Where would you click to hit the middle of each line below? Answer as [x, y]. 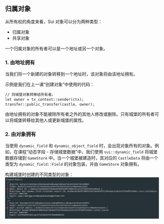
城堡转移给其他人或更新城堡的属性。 [50, 120]
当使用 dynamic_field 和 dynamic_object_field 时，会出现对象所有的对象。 [80, 146]
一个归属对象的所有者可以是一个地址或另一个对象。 [56, 49]
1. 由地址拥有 [20, 62]
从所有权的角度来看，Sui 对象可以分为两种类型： [54, 22]
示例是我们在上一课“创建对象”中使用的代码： [50, 84]
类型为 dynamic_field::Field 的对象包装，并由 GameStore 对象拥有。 [73, 164]
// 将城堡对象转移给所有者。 [30, 95]
